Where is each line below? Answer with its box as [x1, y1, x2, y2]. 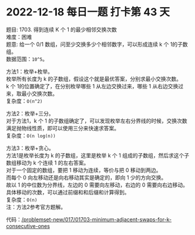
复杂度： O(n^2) [6, 97, 43, 104]
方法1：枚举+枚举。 [6, 68, 53, 75]
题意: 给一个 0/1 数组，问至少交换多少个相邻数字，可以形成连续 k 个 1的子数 [6, 41, 188, 48]
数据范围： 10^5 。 [6, 55, 48, 62]
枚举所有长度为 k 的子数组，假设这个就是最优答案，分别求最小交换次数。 [6, 75, 182, 82]
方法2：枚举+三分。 [6, 110, 54, 117]
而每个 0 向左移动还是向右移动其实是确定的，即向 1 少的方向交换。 [6, 174, 167, 181]
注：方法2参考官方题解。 [6, 203, 66, 210]
